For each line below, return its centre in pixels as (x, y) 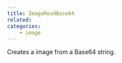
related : (19, 20)
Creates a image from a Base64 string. (61, 52)
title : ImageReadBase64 (41, 13)
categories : (24, 26)
